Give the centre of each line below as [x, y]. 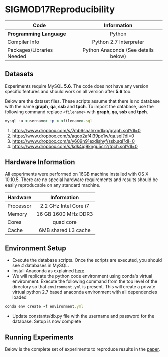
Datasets [19, 74]
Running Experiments [39, 337]
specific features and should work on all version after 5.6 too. [68, 91]
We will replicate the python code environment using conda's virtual [82, 276]
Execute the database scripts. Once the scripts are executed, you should [87, 260]
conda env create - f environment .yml [44, 307]
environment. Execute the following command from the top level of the [85, 281]
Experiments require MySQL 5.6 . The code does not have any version [77, 86]
